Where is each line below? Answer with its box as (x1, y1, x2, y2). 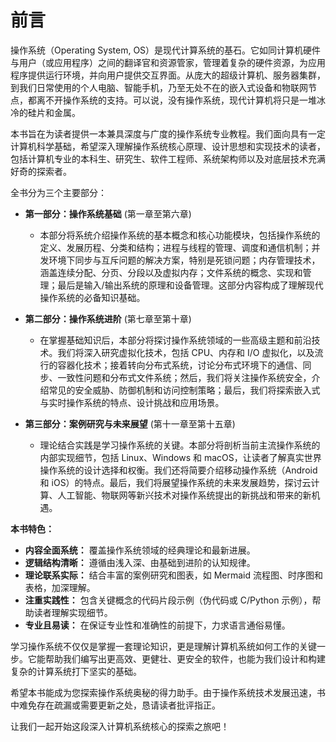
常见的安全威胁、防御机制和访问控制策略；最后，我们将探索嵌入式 (48, 384, 321, 396)
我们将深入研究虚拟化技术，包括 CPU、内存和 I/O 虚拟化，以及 (57, 346, 315, 358)
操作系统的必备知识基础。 (39, 291, 146, 303)
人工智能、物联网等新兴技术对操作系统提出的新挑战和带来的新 (57, 489, 312, 501)
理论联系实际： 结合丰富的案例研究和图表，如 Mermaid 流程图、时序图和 (24, 569, 323, 581)
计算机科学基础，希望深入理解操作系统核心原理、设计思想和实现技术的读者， (10, 140, 326, 152)
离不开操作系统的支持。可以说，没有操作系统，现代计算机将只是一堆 (36, 94, 317, 106)
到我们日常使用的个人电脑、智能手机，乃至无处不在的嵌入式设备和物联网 (10, 81, 308, 93)
